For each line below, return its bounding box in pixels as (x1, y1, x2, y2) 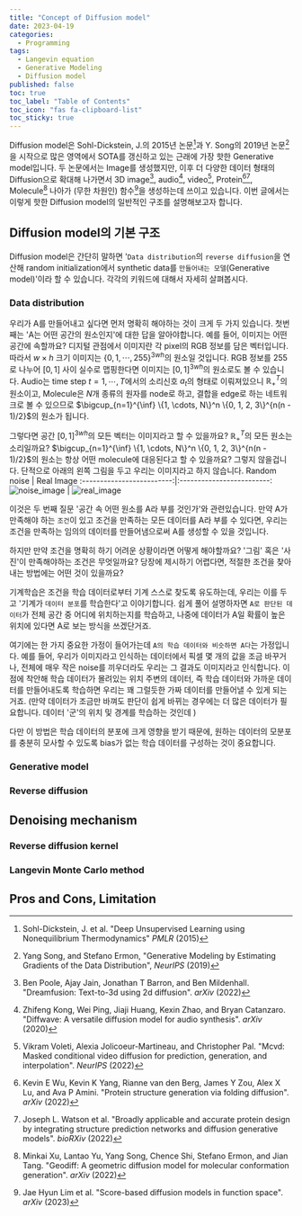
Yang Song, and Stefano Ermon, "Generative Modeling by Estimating (22, 951, 277, 961)
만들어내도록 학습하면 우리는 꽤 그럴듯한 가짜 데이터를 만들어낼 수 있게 (25, 684, 271, 695)
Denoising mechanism (9, 812, 138, 827)
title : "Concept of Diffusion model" (9, 13, 151, 22)
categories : (9, 30, 54, 39)
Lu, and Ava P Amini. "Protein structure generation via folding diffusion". (22, 1087, 289, 1098)
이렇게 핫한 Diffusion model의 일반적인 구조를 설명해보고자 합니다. (9, 197, 243, 208)
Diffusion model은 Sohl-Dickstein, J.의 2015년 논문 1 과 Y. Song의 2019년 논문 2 (9, 139, 290, 150)
